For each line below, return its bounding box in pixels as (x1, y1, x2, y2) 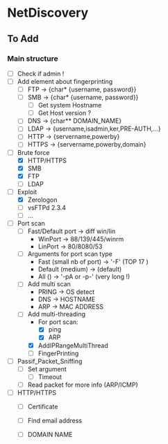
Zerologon (27, 195, 58, 204)
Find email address (27, 417, 83, 424)
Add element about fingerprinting (17, 77, 113, 85)
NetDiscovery (7, 5, 89, 21)
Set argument (27, 364, 67, 373)
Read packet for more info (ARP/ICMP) (27, 380, 139, 389)
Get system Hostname (37, 101, 102, 110)
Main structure (7, 54, 59, 64)
